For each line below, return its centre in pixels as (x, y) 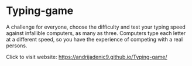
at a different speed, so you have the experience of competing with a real (95, 39)
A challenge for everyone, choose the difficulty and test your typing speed (96, 27)
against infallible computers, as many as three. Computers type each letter (96, 33)
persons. (17, 46)
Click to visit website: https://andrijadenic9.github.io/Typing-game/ (87, 57)
